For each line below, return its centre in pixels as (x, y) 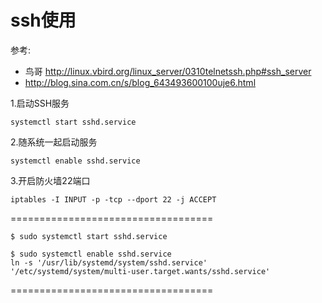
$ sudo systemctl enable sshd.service (91, 254)
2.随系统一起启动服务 (54, 142)
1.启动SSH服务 (40, 103)
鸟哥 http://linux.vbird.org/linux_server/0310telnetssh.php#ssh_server (168, 71)
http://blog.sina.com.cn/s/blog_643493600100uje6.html (140, 82)
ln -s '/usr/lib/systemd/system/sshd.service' (109, 262)
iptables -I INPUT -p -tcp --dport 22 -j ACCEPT (113, 199)
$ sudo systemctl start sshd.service (89, 236)
